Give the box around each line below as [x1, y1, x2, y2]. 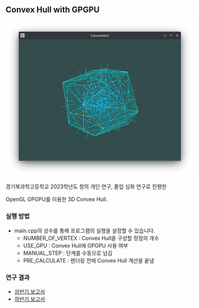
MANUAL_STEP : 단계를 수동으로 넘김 [23, 249, 113, 257]
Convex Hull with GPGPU [5, 5, 100, 15]
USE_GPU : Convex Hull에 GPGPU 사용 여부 [23, 242, 128, 249]
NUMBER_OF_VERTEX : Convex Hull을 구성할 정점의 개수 [23, 234, 160, 242]
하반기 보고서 [14, 295, 45, 303]
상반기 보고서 [14, 288, 45, 295]
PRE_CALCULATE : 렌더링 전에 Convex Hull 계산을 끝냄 [23, 257, 155, 264]
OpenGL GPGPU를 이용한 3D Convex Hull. [5, 196, 108, 203]
